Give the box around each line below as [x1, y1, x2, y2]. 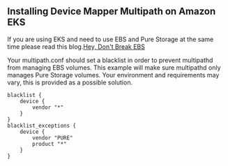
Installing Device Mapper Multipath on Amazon [7, 6, 216, 17]
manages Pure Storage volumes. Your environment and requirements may [7, 70, 220, 79]
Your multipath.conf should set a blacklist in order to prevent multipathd [7, 56, 213, 64]
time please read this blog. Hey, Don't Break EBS [7, 42, 145, 51]
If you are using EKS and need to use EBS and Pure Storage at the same [7, 35, 214, 43]
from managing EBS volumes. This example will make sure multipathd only [7, 63, 221, 72]
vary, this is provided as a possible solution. [7, 78, 133, 86]
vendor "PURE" [32, 134, 73, 142]
